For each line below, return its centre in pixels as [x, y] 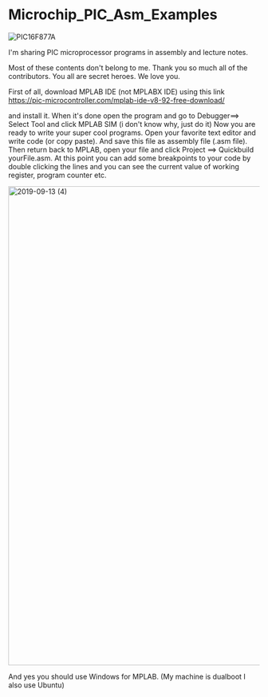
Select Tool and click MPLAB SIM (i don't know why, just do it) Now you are [132, 124]
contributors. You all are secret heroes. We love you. [95, 76]
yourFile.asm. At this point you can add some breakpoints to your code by [130, 158]
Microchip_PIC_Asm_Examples [113, 15]
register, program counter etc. [57, 175]
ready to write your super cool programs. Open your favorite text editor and [132, 133]
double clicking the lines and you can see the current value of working [124, 166]
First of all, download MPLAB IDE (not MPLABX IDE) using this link [116, 91]
